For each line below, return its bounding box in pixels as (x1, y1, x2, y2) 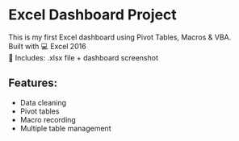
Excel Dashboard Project (8, 6, 178, 24)
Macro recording (19, 114, 77, 124)
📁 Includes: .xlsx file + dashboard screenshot (8, 52, 159, 62)
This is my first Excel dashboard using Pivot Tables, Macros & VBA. (8, 32, 232, 42)
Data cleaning (19, 97, 67, 107)
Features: (8, 77, 58, 90)
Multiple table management (19, 123, 111, 133)
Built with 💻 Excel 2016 (8, 41, 86, 51)
